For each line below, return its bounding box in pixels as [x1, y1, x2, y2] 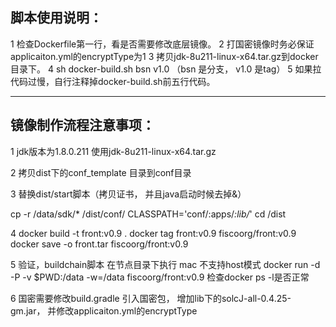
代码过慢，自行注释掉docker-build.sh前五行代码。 [10, 75, 216, 87]
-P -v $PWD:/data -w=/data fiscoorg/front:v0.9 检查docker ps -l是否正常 [10, 271, 310, 283]
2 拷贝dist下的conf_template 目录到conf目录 [10, 166, 192, 178]
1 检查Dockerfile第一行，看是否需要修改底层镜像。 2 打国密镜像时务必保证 [10, 38, 315, 50]
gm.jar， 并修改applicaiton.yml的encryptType [10, 304, 198, 317]
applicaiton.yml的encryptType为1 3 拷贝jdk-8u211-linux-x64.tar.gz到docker [10, 50, 319, 62]
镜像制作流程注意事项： [10, 117, 155, 134]
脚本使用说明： [10, 9, 103, 27]
